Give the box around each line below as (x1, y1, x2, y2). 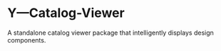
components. (7, 35, 46, 44)
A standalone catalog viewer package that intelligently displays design (7, 28, 214, 37)
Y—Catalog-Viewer (7, 5, 125, 21)
